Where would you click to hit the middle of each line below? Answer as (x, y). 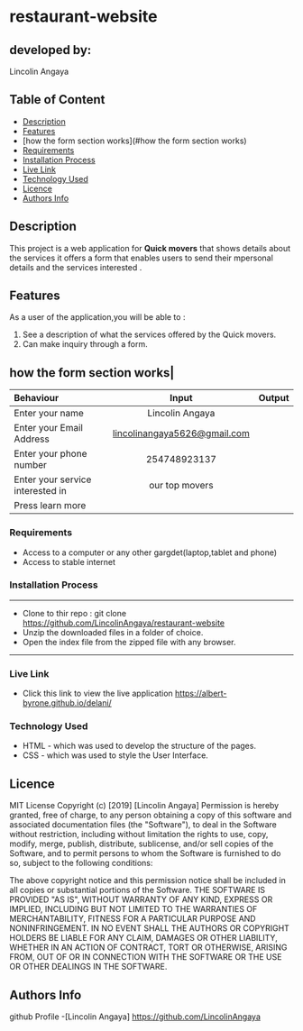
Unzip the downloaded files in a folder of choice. (113, 632)
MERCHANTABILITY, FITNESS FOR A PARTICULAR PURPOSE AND (133, 919)
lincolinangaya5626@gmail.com (181, 433)
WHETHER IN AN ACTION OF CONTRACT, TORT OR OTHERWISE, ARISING (148, 947)
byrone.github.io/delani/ (67, 703)
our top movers (181, 486)
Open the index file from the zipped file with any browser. (129, 642)
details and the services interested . (76, 267)
